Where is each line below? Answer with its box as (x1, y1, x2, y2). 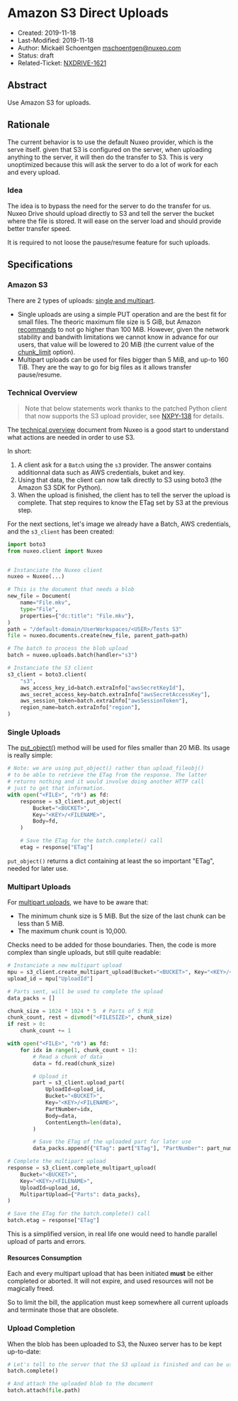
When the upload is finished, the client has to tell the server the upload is (17, 490, 231, 499)
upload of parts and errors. (7, 1238, 86, 1246)
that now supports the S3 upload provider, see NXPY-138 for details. (24, 411, 225, 420)
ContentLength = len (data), (45, 1119, 122, 1126)
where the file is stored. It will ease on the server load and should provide (7, 217, 222, 225)
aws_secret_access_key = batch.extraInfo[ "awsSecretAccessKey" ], (20, 691, 211, 698)
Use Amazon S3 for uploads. (7, 98, 91, 107)
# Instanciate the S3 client (7, 664, 93, 672)
